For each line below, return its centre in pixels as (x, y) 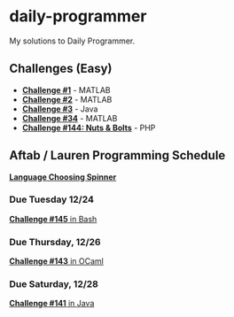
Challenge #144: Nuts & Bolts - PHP (89, 128)
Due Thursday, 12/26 (55, 242)
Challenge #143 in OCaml (56, 261)
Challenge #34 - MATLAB (70, 118)
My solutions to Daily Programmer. (72, 41)
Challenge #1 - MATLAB (66, 89)
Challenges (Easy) (61, 69)
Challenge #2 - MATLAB (67, 99)
